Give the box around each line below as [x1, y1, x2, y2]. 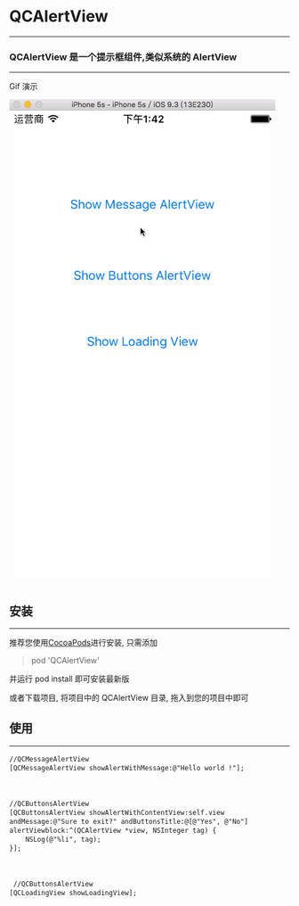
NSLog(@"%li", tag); [25, 835, 101, 844]
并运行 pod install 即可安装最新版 [9, 673, 130, 684]
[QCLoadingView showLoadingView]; [9, 888, 138, 897]
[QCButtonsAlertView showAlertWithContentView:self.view [9, 808, 225, 817]
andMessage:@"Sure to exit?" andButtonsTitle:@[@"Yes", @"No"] [9, 817, 249, 826]
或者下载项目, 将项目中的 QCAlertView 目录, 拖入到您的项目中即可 [9, 693, 249, 704]
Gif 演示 [9, 81, 38, 92]
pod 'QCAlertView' [30, 655, 100, 666]
